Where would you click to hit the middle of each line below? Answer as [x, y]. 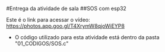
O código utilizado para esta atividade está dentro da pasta [87, 37]
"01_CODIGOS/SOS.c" [42, 44]
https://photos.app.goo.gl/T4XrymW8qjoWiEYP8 [65, 26]
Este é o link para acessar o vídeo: [48, 20]
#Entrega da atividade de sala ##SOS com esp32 [66, 8]
